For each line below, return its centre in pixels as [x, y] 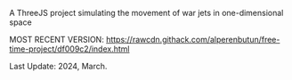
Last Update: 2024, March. [58, 66]
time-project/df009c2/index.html [69, 49]
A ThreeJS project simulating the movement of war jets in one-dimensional [146, 13]
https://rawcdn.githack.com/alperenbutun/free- [193, 40]
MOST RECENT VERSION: [57, 40]
